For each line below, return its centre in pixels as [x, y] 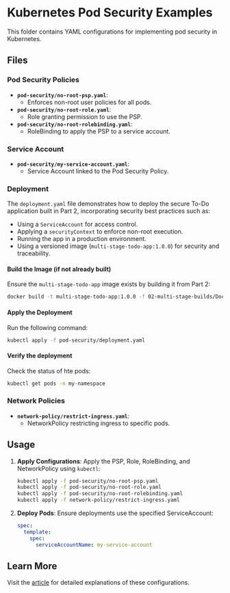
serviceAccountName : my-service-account [94, 545]
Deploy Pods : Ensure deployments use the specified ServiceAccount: [115, 513]
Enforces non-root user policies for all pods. [89, 102]
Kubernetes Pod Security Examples [110, 13]
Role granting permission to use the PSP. [85, 116]
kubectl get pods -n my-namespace [56, 383]
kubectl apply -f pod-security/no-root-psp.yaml [88, 481]
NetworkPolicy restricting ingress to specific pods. [99, 423]
